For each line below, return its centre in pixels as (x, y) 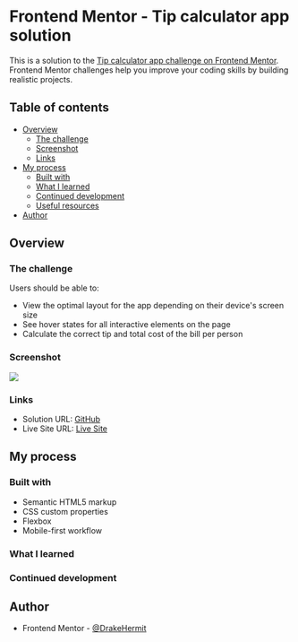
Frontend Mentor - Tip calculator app (149, 17)
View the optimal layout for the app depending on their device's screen (153, 306)
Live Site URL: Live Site (65, 429)
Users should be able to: (55, 288)
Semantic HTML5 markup (69, 502)
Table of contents (59, 108)
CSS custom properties (65, 511)
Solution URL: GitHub (61, 420)
